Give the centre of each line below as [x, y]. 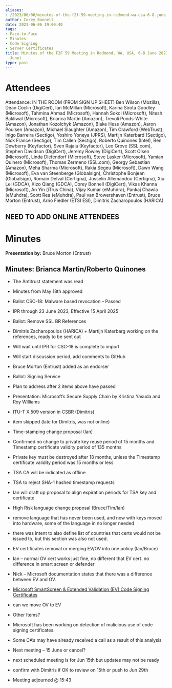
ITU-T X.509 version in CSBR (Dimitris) [53, 412]
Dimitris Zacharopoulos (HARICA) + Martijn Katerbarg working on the [85, 331]
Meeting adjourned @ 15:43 [42, 680]
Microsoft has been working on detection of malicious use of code [83, 625]
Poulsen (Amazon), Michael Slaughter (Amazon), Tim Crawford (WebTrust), [84, 129]
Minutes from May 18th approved [48, 291]
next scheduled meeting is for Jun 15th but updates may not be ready [86, 660]
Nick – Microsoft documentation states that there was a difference [82, 574]
